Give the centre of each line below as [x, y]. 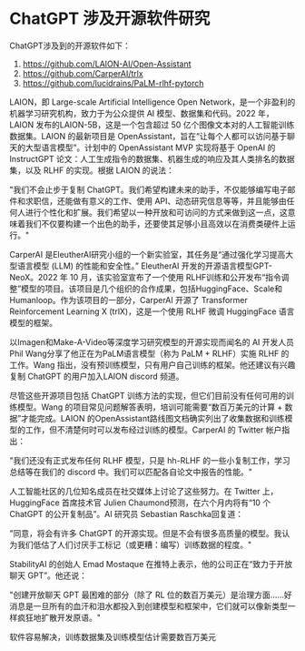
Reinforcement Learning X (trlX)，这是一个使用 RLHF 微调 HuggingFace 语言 [152, 311]
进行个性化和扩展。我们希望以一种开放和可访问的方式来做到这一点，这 [156, 212]
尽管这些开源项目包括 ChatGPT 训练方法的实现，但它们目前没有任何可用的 [148, 395]
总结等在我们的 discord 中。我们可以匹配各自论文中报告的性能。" [131, 472]
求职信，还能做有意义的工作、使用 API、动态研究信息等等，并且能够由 [156, 200]
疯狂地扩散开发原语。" [59, 617]
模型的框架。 [33, 322]
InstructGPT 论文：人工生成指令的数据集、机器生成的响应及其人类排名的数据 [152, 158]
